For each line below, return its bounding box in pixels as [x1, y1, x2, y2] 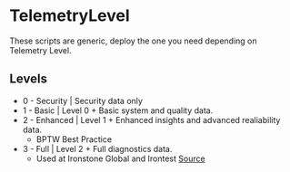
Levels [9, 72, 48, 87]
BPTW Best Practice [35, 133, 112, 145]
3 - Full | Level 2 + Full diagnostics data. [22, 143, 173, 154]
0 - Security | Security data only [22, 95, 144, 106]
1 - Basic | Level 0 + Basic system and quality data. [22, 105, 214, 116]
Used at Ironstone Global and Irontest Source [35, 153, 206, 164]
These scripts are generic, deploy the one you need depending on [9, 35, 257, 46]
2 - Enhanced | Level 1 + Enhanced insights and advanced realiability [22, 114, 281, 125]
